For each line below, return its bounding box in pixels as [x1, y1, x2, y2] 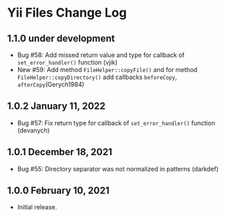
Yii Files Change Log [7, 5, 127, 21]
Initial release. [17, 203, 57, 211]
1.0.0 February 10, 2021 [7, 185, 109, 197]
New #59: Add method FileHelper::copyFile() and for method [17, 66, 198, 73]
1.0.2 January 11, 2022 [7, 101, 106, 112]
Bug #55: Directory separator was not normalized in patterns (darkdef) [17, 164, 219, 173]
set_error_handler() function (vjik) [17, 58, 118, 67]
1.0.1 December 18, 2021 [7, 146, 113, 158]
